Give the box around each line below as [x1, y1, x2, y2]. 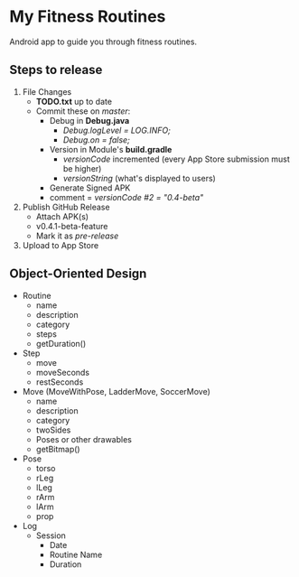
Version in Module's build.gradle [49, 144, 173, 154]
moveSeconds [35, 367, 90, 377]
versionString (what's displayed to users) [62, 172, 217, 183]
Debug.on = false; [62, 134, 131, 145]
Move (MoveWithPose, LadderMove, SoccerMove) [22, 386, 210, 396]
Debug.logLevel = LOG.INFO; [62, 125, 172, 135]
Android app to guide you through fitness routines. [9, 36, 197, 47]
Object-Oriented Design [9, 266, 147, 282]
